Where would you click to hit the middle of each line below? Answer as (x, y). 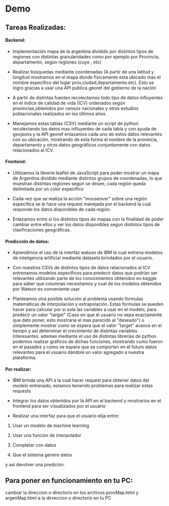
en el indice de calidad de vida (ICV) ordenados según (69, 103)
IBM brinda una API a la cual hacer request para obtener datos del (81, 380)
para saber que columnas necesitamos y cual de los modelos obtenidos (87, 284)
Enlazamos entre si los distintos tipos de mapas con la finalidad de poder (88, 219)
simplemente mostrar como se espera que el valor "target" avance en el (87, 326)
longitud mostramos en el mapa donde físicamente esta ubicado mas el (87, 77)
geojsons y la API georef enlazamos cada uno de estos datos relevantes (87, 134)
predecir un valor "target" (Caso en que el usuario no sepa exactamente (87, 315)
